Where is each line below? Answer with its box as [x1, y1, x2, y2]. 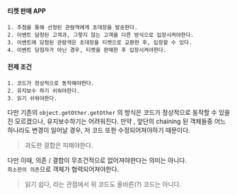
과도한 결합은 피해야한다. [24, 141, 93, 150]
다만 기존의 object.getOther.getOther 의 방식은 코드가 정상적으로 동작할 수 [7, 108, 217, 117]
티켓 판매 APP [7, 6, 46, 15]
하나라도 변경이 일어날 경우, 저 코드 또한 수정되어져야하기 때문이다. [7, 126, 191, 135]
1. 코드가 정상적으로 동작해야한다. [7, 80, 95, 87]
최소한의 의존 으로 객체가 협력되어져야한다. [7, 165, 120, 174]
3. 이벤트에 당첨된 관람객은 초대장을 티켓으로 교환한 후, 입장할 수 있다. [7, 39, 192, 46]
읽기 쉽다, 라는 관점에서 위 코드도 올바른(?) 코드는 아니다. [24, 180, 182, 189]
